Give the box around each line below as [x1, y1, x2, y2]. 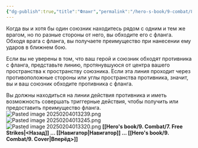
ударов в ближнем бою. [6, 44, 67, 51]
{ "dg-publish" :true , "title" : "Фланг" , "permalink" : [6, 8, 131, 15]
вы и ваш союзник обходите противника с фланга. [6, 80, 134, 87]
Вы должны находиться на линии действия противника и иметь [6, 91, 167, 98]
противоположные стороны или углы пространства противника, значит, [6, 74, 189, 81]
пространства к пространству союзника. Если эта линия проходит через [6, 67, 191, 74]
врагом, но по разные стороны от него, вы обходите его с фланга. [6, 31, 173, 38]
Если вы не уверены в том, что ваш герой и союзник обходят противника [6, 55, 192, 62]
